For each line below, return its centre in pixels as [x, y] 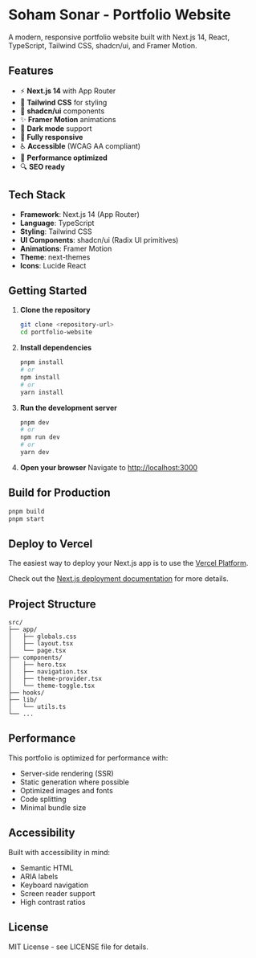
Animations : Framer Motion [66, 248]
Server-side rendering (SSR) [67, 773]
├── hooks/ [26, 693]
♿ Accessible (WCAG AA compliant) [80, 145]
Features [31, 71]
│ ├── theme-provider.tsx [55, 679]
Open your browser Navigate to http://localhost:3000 [109, 467]
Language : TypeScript [57, 223]
